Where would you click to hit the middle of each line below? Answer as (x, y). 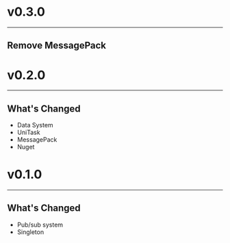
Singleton (30, 232)
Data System (35, 125)
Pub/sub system (40, 225)
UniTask (28, 132)
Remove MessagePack (57, 46)
